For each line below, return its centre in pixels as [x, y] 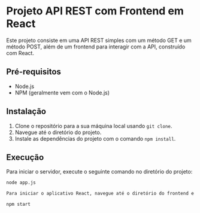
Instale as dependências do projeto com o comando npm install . [95, 138]
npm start [19, 205]
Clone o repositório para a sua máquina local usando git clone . [93, 126]
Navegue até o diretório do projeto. [58, 132]
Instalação [26, 112]
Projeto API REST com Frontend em [95, 11]
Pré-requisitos [34, 72]
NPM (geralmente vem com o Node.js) [62, 92]
